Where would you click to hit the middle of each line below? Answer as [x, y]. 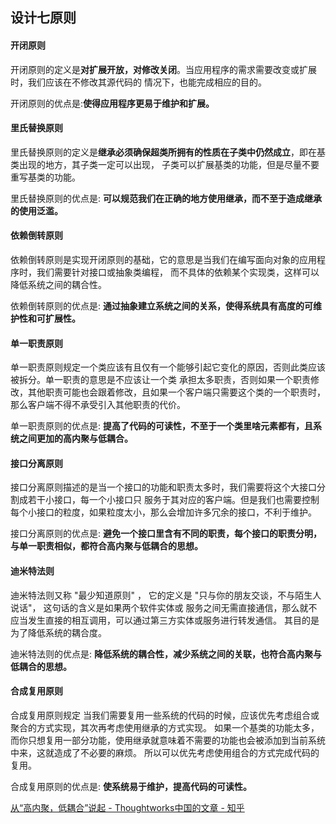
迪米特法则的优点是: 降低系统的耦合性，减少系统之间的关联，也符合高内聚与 [166, 654]
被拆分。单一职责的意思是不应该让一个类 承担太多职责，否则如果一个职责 [160, 380]
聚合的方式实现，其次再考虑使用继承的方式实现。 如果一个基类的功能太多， [165, 727]
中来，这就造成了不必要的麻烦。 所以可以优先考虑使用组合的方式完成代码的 [165, 752]
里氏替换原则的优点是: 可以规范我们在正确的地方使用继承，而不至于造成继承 [166, 198]
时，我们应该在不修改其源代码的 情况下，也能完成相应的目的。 [138, 82]
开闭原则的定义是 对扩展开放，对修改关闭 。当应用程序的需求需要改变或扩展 [163, 69]
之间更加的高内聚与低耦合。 [75, 439]
